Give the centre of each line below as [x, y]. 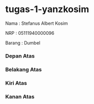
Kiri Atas [16, 83]
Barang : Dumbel [23, 43]
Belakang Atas [24, 69]
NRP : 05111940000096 [30, 33]
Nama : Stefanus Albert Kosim [37, 23]
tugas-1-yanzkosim [47, 9]
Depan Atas [20, 56]
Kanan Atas [20, 96]
